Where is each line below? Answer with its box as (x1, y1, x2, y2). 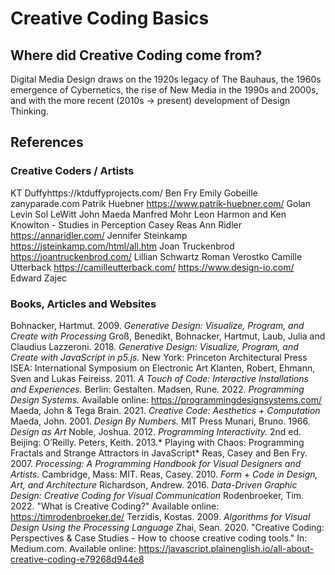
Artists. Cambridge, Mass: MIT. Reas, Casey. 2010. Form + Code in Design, (10, 468, 318, 480)
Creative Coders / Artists (10, 164, 135, 178)
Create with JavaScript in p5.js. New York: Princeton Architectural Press (10, 351, 308, 363)
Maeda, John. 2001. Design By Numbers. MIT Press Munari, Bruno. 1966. (10, 415, 311, 427)
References (10, 134, 84, 151)
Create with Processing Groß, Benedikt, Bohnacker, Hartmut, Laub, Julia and (10, 330, 326, 342)
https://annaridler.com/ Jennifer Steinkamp (10, 229, 188, 241)
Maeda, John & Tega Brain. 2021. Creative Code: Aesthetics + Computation (10, 404, 321, 416)
